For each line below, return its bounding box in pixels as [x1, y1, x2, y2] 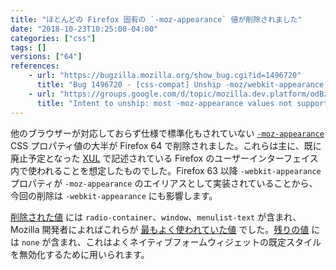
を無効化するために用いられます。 [10, 248, 150, 260]
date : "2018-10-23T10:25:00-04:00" [10, 24, 159, 34]
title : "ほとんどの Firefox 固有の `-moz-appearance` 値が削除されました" [10, 14, 303, 25]
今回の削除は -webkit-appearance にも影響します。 [10, 189, 218, 201]
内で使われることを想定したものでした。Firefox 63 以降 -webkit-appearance [10, 164, 322, 176]
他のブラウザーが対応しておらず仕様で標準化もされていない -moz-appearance [10, 127, 325, 139]
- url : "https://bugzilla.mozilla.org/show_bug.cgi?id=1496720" [28, 71, 302, 81]
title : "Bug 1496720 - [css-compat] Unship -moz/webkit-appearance [36, 80, 325, 90]
